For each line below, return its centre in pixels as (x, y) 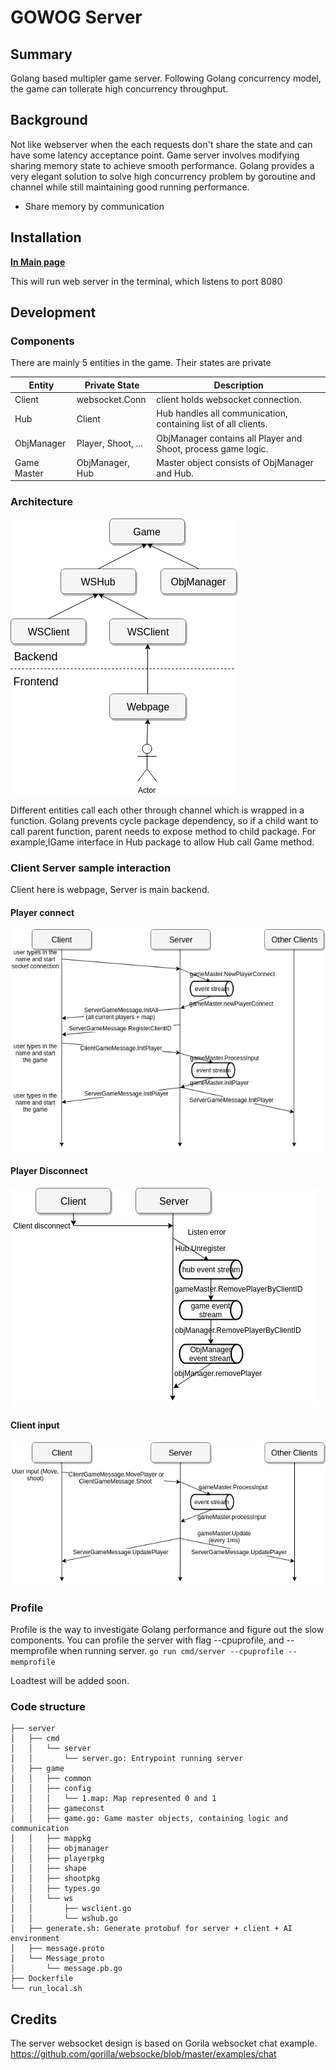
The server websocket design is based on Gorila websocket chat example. (164, 2043)
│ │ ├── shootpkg (55, 1879)
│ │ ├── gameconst (57, 1809)
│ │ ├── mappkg (51, 1839)
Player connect (42, 912)
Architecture (42, 502)
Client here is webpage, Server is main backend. (110, 889)
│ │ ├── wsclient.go (71, 1909)
